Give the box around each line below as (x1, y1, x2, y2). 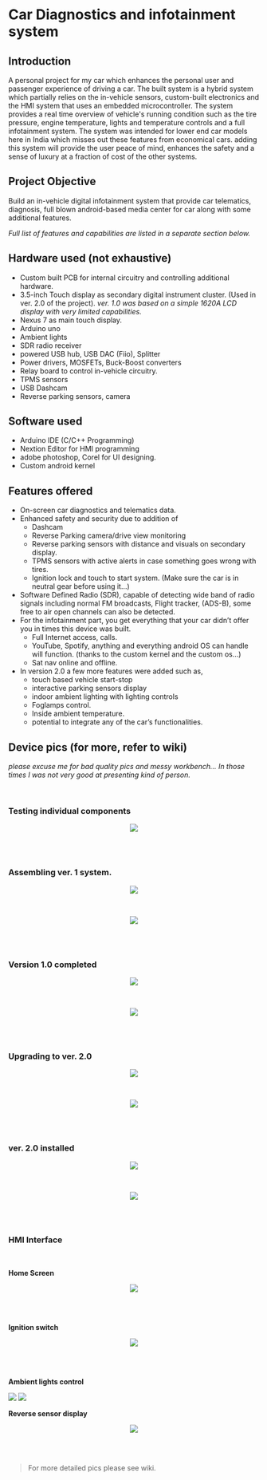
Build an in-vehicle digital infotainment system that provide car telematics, (8, 195, 252, 205)
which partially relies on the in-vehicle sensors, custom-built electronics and (8, 93, 260, 101)
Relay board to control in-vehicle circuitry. (19, 365, 158, 376)
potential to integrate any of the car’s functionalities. (31, 717, 203, 727)
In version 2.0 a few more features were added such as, (19, 666, 203, 676)
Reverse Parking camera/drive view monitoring (31, 531, 187, 540)
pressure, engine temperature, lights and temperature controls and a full (8, 118, 245, 127)
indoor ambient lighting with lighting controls (31, 692, 179, 701)
